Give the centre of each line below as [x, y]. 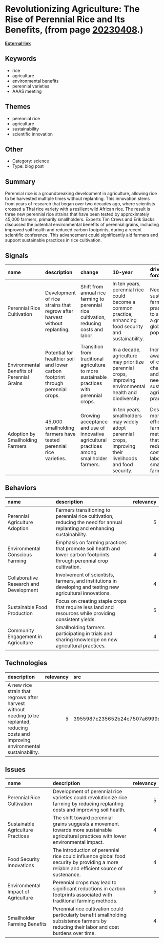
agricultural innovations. [83, 593]
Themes [18, 107]
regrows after [23, 697]
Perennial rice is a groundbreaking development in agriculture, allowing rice [81, 194]
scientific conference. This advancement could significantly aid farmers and [82, 235]
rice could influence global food [89, 856]
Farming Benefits [27, 924]
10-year [122, 272]
